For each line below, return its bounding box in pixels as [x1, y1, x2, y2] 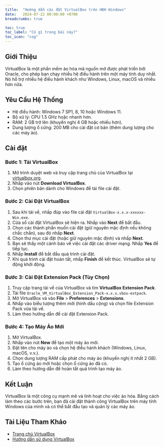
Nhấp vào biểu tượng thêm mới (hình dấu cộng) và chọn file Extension [12, 300, 154, 306]
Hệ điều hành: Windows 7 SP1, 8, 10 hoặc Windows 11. [12, 109, 122, 115]
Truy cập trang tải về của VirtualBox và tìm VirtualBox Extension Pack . [12, 285, 156, 290]
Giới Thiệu [5, 53, 37, 61]
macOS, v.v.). [12, 350, 40, 356]
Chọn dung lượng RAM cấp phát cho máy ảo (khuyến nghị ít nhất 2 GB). [12, 355, 157, 361]
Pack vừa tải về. [12, 306, 45, 312]
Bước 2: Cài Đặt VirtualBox [5, 198, 70, 205]
